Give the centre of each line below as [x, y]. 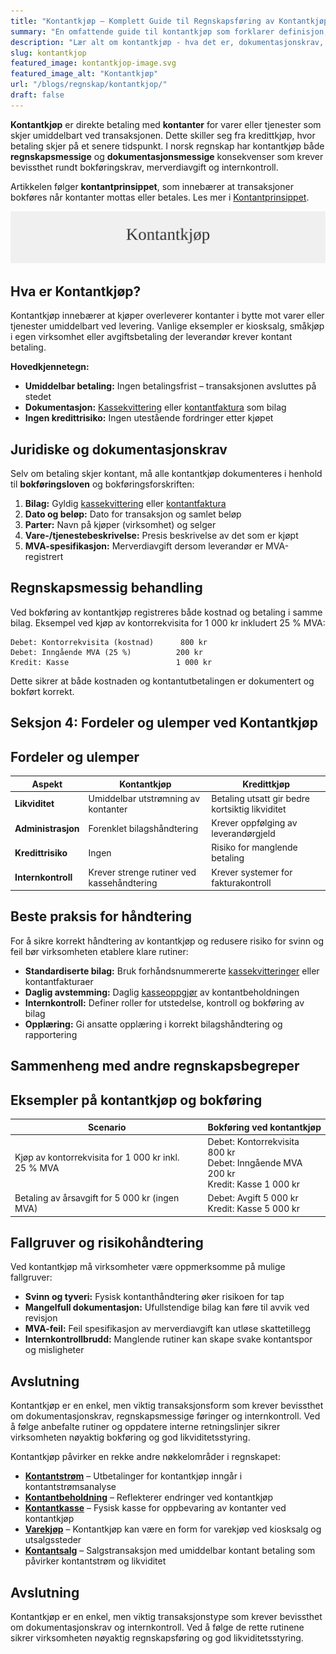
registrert [44, 557]
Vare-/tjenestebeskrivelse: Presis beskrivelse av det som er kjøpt [161, 536]
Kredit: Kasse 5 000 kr [253, 1209]
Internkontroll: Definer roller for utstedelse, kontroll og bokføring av [164, 1002]
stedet [38, 397]
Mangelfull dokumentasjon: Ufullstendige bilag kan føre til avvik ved [167, 1307]
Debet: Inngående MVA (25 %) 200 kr [106, 652]
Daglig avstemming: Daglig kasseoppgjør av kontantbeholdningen [162, 992]
